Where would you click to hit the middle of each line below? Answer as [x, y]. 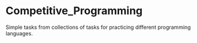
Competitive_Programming [74, 11]
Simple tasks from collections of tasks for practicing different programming [98, 27]
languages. [19, 33]
